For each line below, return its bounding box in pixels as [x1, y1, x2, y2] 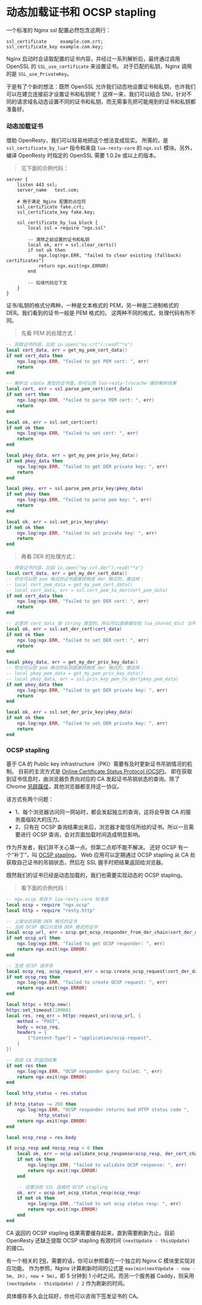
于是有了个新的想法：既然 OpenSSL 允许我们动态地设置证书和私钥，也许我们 [6, 82, 196, 90]
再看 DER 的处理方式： [20, 553, 77, 560]
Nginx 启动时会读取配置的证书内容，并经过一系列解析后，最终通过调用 [6, 55, 180, 62]
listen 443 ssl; [17, 182, 58, 188]
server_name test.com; [17, 187, 79, 193]
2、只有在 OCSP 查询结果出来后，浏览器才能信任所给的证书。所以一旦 [14, 823, 189, 831]
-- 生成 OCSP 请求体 [6, 963, 53, 969]
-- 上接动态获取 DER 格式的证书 [6, 918, 78, 924]
